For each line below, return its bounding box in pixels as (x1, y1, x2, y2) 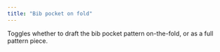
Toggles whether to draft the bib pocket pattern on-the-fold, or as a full (7, 29, 214, 37)
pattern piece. (7, 36, 48, 45)
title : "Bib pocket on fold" (7, 10, 93, 17)
